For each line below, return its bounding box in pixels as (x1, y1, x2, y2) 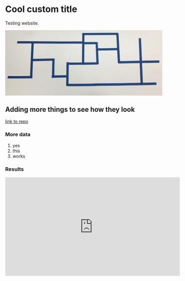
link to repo (5, 119, 28, 125)
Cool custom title (5, 4, 77, 15)
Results (5, 165, 24, 172)
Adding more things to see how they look (5, 105, 135, 114)
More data (5, 131, 31, 138)
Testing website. (5, 20, 39, 26)
